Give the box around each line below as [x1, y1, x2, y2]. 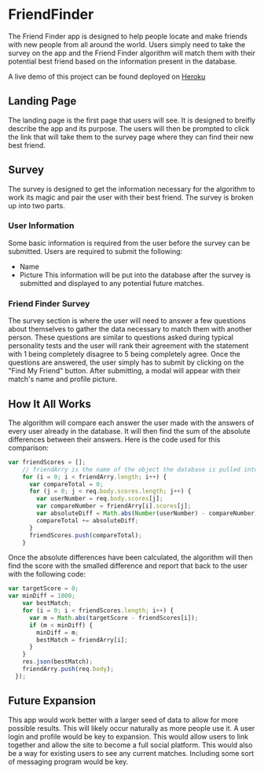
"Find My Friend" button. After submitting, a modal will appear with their [8, 366, 241, 376]
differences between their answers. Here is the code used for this [8, 435, 221, 444]
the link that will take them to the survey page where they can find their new [8, 132, 254, 141]
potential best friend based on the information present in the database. [8, 57, 237, 66]
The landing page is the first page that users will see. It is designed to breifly [8, 116, 256, 125]
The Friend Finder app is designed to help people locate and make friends [8, 31, 247, 41]
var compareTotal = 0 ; [28, 480, 104, 488]
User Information [8, 220, 75, 231]
